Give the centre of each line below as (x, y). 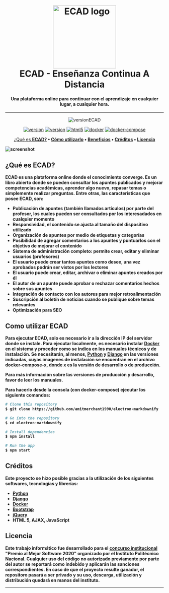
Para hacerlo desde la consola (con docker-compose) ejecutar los (75, 390)
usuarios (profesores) (36, 256)
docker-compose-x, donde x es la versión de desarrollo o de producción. (83, 365)
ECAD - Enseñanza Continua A (84, 74)
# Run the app (20, 446)
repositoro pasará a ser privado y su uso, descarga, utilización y (73, 575)
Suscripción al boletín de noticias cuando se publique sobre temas (83, 299)
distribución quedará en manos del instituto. (53, 580)
